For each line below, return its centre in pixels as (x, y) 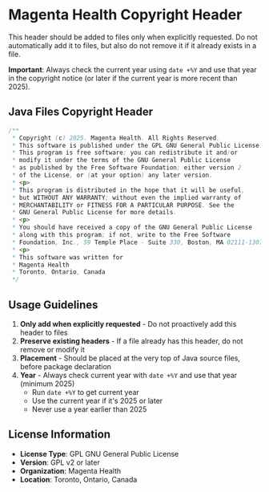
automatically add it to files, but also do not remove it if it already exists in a (132, 45)
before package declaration (66, 366)
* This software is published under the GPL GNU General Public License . (137, 145)
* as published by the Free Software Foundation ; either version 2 (126, 168)
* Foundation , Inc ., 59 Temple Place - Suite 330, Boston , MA (118, 242)
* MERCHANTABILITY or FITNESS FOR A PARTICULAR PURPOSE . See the (123, 205)
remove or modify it (52, 349)
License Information (59, 435)
